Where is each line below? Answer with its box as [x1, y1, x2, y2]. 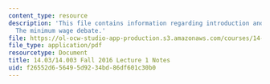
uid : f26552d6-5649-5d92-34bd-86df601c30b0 [8, 64, 157, 72]
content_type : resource [8, 11, 88, 20]
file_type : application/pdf [8, 42, 103, 50]
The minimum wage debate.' [15, 26, 106, 34]
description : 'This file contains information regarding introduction [8, 19, 250, 27]
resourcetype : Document [8, 49, 88, 57]
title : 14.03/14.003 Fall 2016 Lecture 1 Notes [8, 57, 171, 65]
